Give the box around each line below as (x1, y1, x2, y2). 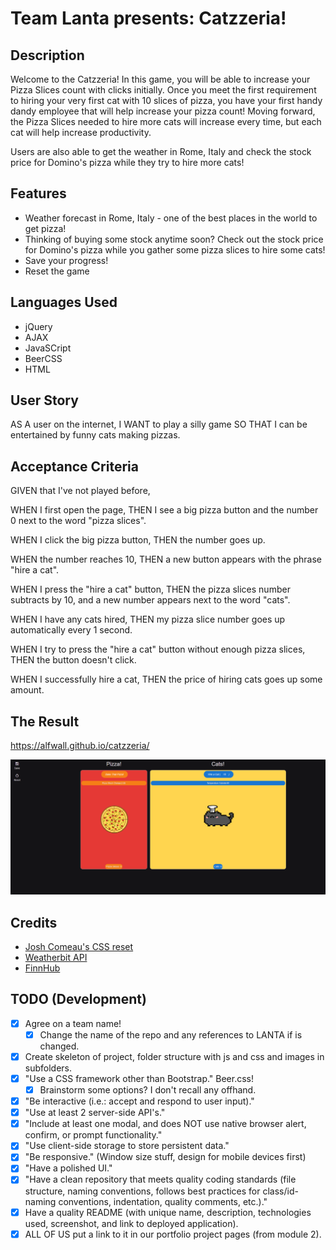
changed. (39, 1040, 80, 1052)
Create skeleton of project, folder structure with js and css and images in (24, 1050, 325, 1062)
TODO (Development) (10, 991, 147, 1008)
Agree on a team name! (24, 1017, 122, 1029)
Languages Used (10, 294, 118, 311)
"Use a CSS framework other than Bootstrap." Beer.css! (24, 1072, 255, 1084)
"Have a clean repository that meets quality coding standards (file (24, 1173, 297, 1186)
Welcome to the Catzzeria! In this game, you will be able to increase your (10, 73, 311, 85)
